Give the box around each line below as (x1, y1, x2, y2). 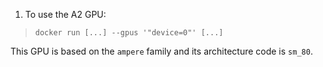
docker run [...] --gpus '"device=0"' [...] (34, 28, 224, 38)
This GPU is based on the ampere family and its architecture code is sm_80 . (10, 45, 313, 57)
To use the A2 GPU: (24, 9, 107, 20)
